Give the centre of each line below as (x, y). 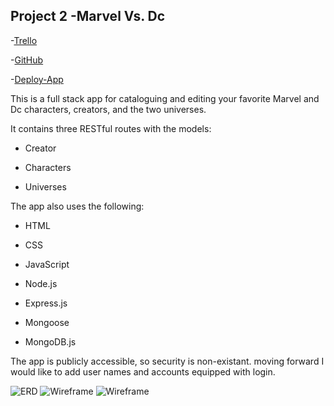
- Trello (24, 40)
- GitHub (27, 60)
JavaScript (47, 264)
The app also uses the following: (77, 206)
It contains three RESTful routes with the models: (111, 128)
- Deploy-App (37, 79)
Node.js (41, 283)
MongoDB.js (50, 341)
